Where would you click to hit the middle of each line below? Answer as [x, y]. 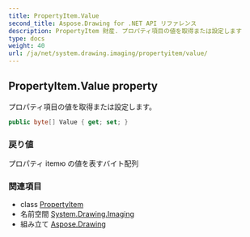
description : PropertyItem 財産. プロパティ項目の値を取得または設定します [125, 31]
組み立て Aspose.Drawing [63, 224]
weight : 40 [27, 46]
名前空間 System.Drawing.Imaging [77, 214]
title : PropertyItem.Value [54, 16]
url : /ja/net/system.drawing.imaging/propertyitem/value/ [108, 53]
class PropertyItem [51, 205]
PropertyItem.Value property [83, 86]
